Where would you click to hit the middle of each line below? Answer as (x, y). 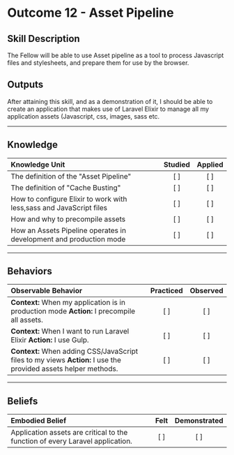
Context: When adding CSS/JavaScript (75, 352)
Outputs (25, 85)
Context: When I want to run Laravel (70, 331)
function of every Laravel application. (71, 441)
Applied (210, 164)
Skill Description (44, 39)
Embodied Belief (39, 421)
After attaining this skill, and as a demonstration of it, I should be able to (110, 101)
